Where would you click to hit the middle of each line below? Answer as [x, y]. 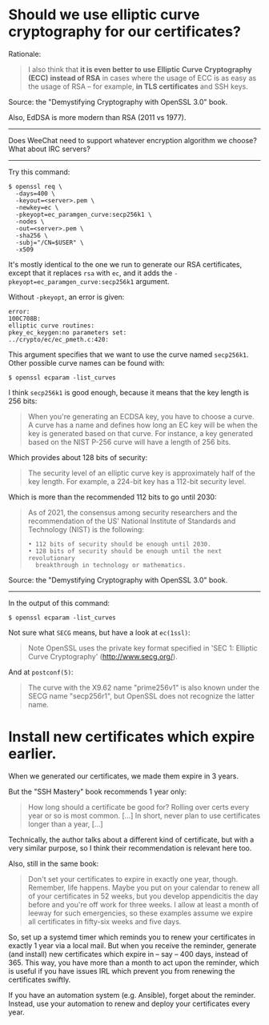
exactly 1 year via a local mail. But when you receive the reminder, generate [132, 945]
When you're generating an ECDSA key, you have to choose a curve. [141, 416]
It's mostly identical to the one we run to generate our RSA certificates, [125, 264]
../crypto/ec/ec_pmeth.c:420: [59, 339]
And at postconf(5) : [41, 672]
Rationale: [25, 54]
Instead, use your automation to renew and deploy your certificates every [129, 1003]
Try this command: [39, 172]
